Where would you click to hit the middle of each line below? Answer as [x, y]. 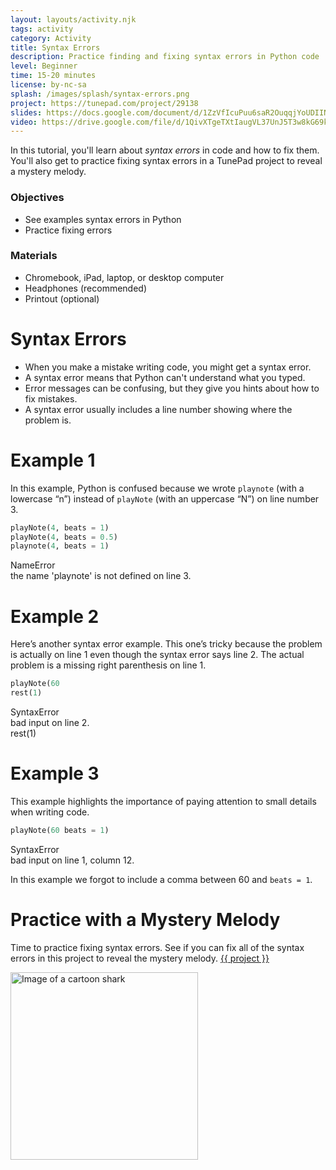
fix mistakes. [51, 398]
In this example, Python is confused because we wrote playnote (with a [157, 488]
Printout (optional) [62, 298]
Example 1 [53, 460]
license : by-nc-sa [48, 85]
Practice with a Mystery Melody [145, 920]
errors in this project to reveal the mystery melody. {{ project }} [140, 958]
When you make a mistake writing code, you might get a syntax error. [168, 367]
